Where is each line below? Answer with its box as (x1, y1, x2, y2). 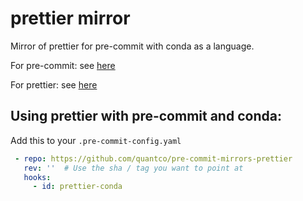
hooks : (23, 172, 52, 182)
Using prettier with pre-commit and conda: (10, 108, 282, 125)
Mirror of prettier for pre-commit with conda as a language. (10, 40, 255, 52)
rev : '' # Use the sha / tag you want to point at (23, 163, 244, 173)
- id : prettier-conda (32, 182, 123, 192)
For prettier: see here (10, 78, 98, 91)
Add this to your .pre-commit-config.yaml (10, 134, 182, 146)
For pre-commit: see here (10, 59, 116, 71)
